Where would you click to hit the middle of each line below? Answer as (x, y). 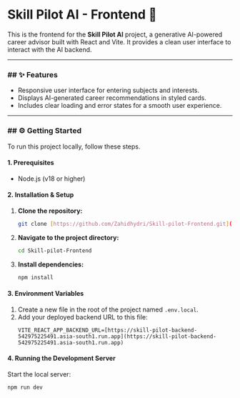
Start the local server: (39, 374)
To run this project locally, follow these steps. (74, 146)
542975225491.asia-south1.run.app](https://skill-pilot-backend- (117, 336)
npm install (35, 277)
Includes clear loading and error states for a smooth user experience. (120, 106)
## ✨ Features (33, 74)
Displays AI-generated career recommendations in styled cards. (112, 98)
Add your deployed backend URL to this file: (82, 317)
